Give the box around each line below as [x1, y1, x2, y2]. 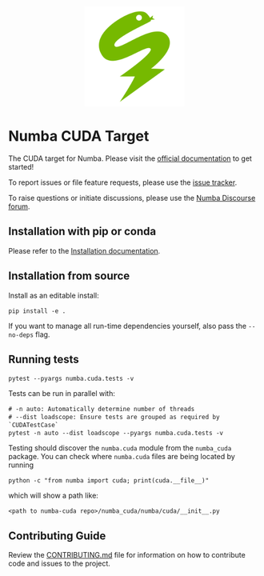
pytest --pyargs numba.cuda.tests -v [8, 374, 134, 383]
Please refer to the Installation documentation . [8, 246, 161, 255]
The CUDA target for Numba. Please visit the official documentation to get [8, 154, 252, 163]
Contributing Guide [8, 529, 106, 542]
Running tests [8, 352, 80, 366]
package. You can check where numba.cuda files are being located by [8, 452, 236, 462]
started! [8, 162, 34, 171]
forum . [8, 202, 30, 211]
